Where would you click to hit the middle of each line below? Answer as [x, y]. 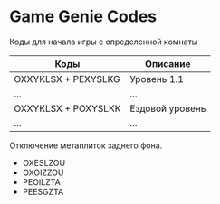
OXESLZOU [44, 162]
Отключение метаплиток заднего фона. [86, 145]
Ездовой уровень [168, 108]
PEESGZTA [43, 191]
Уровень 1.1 [157, 79]
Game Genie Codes [83, 17]
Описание [167, 63]
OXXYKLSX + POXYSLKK [67, 108]
